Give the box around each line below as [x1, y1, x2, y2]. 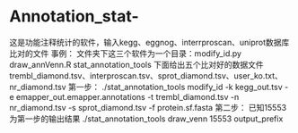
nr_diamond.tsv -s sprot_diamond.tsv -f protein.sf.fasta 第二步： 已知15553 [9, 102, 287, 112]
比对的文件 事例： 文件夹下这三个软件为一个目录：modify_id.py [9, 47, 242, 59]
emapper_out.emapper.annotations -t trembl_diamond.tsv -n [16, 91, 240, 102]
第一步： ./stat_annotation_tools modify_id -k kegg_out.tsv [67, 81, 283, 92]
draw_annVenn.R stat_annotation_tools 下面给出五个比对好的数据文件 [9, 59, 265, 70]
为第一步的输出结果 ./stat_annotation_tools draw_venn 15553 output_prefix [9, 113, 284, 124]
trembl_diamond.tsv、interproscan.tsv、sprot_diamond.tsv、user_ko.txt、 [9, 70, 283, 81]
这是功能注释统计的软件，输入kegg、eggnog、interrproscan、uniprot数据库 [9, 37, 290, 47]
